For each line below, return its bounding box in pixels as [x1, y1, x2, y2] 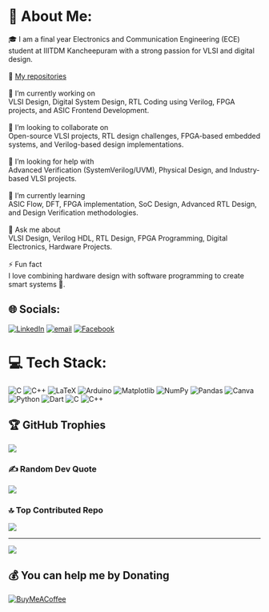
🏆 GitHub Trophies [8, 419, 106, 432]
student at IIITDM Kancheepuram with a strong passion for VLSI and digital [8, 46, 255, 55]
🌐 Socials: [8, 302, 61, 316]
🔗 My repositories [8, 71, 66, 81]
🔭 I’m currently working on [8, 88, 96, 98]
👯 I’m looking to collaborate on [8, 122, 109, 132]
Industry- [229, 164, 260, 175]
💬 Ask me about [8, 225, 61, 234]
